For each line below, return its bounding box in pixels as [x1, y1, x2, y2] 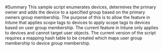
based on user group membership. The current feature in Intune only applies [5, 25, 159, 31]
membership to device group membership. [5, 40, 91, 46]
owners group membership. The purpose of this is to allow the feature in [5, 15, 150, 20]
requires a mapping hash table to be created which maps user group [5, 35, 143, 41]
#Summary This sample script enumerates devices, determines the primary [5, 4, 157, 10]
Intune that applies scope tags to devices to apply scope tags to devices [5, 19, 150, 25]
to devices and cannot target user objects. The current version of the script [5, 30, 156, 35]
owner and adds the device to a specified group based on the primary [5, 9, 145, 15]
